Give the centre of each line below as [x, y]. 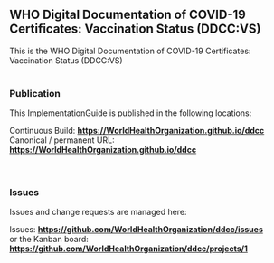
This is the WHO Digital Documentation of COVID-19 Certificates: [130, 51]
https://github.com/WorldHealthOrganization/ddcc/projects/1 [129, 249]
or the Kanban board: [49, 240]
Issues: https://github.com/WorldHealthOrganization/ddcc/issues [137, 230]
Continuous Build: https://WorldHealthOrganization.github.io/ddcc [137, 131]
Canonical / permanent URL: [62, 140]
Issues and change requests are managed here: [98, 212]
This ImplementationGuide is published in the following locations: [131, 113]
